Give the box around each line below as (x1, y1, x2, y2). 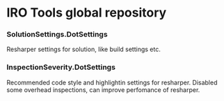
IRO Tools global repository (6, 5, 167, 21)
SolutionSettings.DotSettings (6, 30, 109, 39)
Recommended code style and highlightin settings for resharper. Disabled (6, 78, 218, 86)
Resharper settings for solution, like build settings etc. (6, 45, 161, 53)
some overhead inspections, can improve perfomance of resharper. (6, 85, 200, 94)
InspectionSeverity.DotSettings (6, 62, 116, 72)
